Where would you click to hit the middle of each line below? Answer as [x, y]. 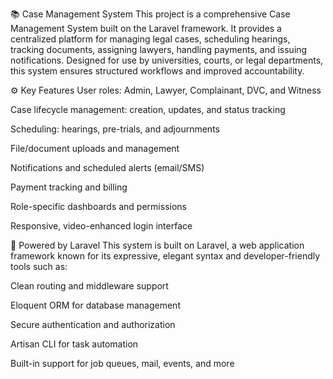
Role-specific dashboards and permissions [98, 206]
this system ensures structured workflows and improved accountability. [157, 71]
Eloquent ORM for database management [95, 305]
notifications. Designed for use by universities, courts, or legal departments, [167, 60]
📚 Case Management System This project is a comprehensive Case [150, 14]
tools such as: [39, 266]
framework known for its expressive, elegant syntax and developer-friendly [165, 256]
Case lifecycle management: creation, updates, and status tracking [148, 109]
